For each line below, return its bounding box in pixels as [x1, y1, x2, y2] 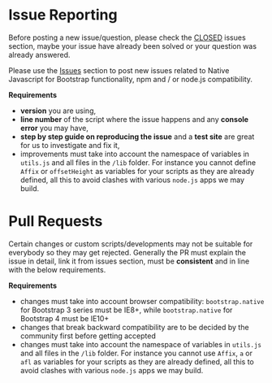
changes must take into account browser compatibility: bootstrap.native [19, 296, 265, 306]
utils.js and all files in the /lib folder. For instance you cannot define [19, 157, 257, 168]
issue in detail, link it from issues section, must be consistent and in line [8, 256, 250, 266]
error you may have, [19, 123, 89, 133]
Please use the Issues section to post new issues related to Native [8, 65, 230, 75]
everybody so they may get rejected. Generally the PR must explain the [8, 247, 246, 257]
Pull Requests [8, 212, 103, 231]
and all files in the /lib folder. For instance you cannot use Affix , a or [19, 348, 253, 358]
